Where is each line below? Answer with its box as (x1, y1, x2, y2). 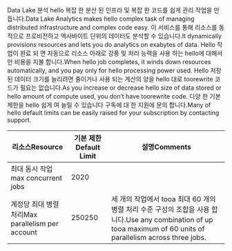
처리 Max (10, 210, 38, 219)
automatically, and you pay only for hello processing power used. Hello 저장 (7, 66, 222, 74)
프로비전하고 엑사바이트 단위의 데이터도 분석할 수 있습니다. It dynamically (25, 32, 222, 40)
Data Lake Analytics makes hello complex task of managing (25, 14, 195, 23)
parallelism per (10, 219, 59, 228)
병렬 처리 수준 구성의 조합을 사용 (111, 205, 210, 214)
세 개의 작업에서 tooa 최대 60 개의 (111, 194, 216, 203)
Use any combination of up (126, 215, 213, 224)
